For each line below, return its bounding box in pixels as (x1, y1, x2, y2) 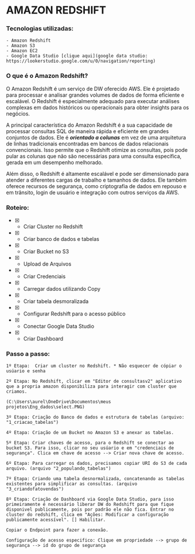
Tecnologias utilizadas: (6, 25, 74, 33)
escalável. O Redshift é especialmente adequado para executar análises (6, 97, 180, 104)
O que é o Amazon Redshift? (6, 72, 88, 80)
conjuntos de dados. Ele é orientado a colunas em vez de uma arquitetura (6, 134, 186, 141)
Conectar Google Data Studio (23, 323, 95, 330)
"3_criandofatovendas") (6, 486, 64, 492)
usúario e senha (6, 368, 46, 374)
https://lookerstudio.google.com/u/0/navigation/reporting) (6, 58, 156, 64)
